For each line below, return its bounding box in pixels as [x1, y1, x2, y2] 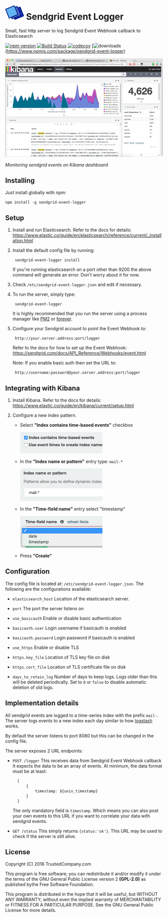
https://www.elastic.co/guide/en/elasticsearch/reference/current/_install [12, 232, 162, 238]
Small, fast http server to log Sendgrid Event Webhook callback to [5, 28, 141, 34]
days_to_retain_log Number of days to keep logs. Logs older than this [12, 674, 157, 680]
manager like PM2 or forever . [12, 316, 72, 322]
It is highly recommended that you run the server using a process [12, 311, 147, 317]
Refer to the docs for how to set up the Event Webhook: [12, 345, 127, 351]
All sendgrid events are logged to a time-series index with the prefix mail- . [5, 712, 159, 718]
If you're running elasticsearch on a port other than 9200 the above [12, 266, 151, 272]
